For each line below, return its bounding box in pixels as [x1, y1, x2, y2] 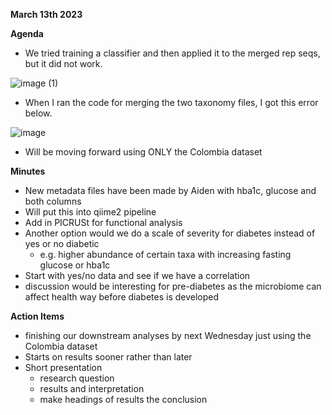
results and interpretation [39, 383, 145, 394]
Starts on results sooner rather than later [24, 351, 193, 363]
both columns [24, 195, 82, 207]
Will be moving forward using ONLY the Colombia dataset [24, 146, 263, 158]
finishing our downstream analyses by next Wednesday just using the [24, 330, 312, 341]
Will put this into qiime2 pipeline [24, 206, 157, 218]
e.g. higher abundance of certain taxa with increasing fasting [39, 249, 292, 260]
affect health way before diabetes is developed [24, 291, 220, 303]
